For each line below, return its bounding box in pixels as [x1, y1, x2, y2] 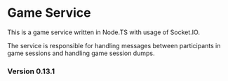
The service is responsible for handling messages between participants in [7, 41, 221, 50]
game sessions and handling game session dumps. [7, 49, 155, 57]
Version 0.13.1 [7, 66, 55, 76]
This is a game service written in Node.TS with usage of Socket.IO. [7, 28, 200, 36]
